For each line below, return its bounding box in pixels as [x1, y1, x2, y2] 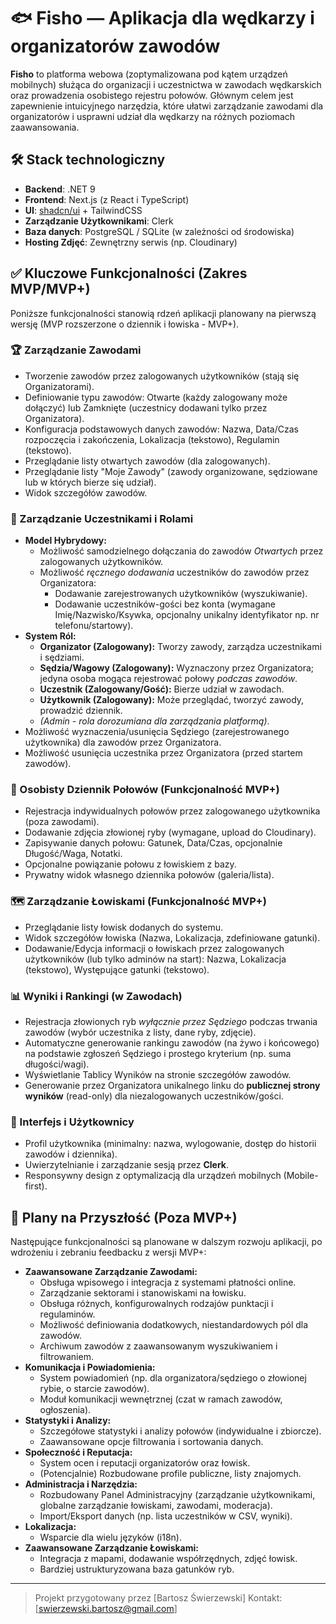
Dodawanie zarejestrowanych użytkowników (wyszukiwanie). [54, 588, 308, 600]
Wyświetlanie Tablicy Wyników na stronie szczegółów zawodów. [24, 1069, 292, 1081]
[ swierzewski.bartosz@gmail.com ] [34, 1603, 178, 1615]
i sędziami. [39, 651, 85, 664]
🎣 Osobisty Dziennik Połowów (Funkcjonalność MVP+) [10, 783, 280, 797]
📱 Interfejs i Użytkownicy [10, 1115, 135, 1129]
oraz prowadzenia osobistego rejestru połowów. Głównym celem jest [10, 89, 294, 101]
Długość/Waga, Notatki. [24, 848, 123, 860]
